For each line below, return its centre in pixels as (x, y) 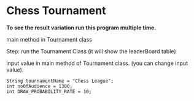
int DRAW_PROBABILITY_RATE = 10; (49, 92)
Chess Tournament (56, 11)
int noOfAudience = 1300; (39, 86)
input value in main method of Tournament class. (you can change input (97, 63)
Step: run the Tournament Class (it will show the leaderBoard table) (91, 51)
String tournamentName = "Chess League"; (60, 81)
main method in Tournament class (49, 39)
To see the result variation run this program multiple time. (81, 28)
